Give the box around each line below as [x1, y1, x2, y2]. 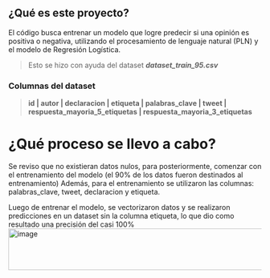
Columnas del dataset [8, 80, 96, 91]
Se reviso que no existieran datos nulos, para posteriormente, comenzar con [8, 162, 262, 171]
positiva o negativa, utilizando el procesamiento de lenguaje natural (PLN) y [8, 36, 259, 46]
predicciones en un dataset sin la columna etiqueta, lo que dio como [8, 212, 235, 221]
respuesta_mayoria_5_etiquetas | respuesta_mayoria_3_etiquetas [27, 107, 253, 117]
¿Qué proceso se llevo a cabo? [8, 135, 217, 153]
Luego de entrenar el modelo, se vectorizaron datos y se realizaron [8, 203, 231, 212]
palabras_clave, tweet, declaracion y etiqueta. [8, 187, 161, 197]
